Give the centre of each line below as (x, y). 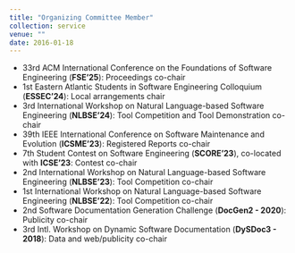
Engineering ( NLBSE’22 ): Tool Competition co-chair (118, 201)
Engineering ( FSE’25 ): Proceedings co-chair (104, 78)
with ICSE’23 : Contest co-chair (80, 163)
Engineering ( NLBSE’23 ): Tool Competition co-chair (118, 182)
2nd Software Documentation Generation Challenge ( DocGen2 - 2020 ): (154, 210)
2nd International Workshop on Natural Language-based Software (144, 173)
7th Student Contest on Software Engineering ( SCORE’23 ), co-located (152, 154)
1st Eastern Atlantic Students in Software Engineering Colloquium (142, 87)
